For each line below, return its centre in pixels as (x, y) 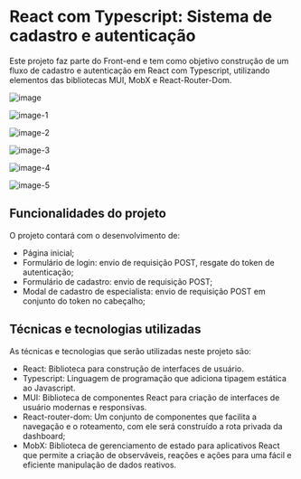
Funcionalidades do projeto (88, 214)
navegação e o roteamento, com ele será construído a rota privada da (152, 426)
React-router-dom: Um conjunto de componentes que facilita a (140, 417)
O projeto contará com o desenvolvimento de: (95, 235)
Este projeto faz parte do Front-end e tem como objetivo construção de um (149, 61)
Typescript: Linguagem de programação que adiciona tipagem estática (155, 378)
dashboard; (44, 436)
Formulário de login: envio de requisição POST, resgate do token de (148, 262)
